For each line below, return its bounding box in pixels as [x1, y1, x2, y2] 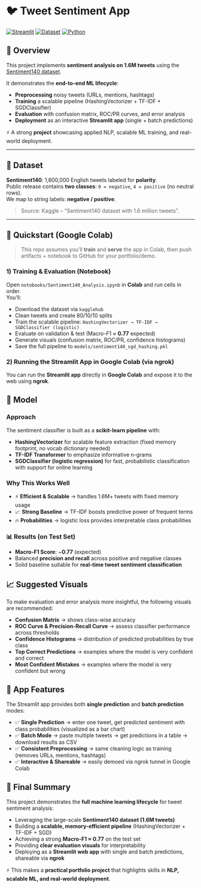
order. [6, 287, 21, 294]
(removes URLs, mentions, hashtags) [14, 751, 106, 759]
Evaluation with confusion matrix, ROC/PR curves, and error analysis [14, 110, 185, 117]
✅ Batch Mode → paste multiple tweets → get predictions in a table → [14, 731, 188, 738]
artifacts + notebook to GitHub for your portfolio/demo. [20, 252, 157, 259]
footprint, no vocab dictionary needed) [14, 444, 111, 452]
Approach [6, 413, 36, 421]
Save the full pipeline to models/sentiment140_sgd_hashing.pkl [14, 342, 169, 349]
